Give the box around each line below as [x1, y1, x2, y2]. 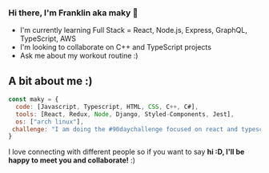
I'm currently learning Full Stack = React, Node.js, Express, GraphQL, [19, 26, 248, 35]
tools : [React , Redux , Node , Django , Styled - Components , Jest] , [15, 110, 235, 119]
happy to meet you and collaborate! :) [8, 155, 136, 165]
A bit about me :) [8, 74, 93, 87]
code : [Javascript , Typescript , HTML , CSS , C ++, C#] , [15, 103, 199, 111]
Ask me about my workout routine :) [19, 51, 139, 61]
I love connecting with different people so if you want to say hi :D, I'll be [8, 147, 245, 157]
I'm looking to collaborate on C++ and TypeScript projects [19, 42, 212, 52]
